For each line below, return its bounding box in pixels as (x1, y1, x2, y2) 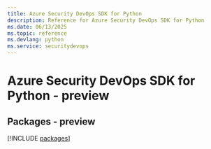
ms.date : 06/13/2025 (7, 23, 68, 30)
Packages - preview (7, 115, 96, 127)
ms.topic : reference (7, 29, 68, 37)
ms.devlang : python (7, 36, 64, 43)
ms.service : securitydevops (7, 43, 89, 50)
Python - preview (7, 88, 110, 104)
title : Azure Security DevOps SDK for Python (7, 10, 142, 17)
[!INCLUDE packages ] (7, 134, 71, 142)
